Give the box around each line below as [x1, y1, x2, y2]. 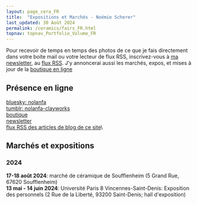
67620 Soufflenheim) [6, 178, 58, 185]
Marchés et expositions [6, 141, 94, 151]
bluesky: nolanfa [6, 98, 47, 105]
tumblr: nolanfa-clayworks [6, 105, 70, 112]
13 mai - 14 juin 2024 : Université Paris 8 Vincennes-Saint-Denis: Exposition [6, 184, 190, 192]
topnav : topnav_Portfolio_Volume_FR [6, 31, 96, 37]
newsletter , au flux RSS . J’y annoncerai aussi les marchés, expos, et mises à [6, 60, 192, 67]
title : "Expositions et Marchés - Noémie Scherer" [6, 14, 136, 20]
